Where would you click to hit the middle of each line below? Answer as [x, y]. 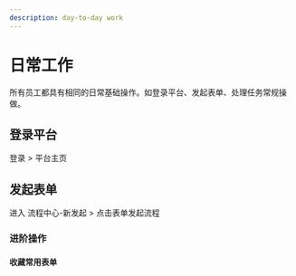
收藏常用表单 [33, 262]
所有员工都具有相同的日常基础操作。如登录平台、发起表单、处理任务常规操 [148, 92]
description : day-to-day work [67, 18]
